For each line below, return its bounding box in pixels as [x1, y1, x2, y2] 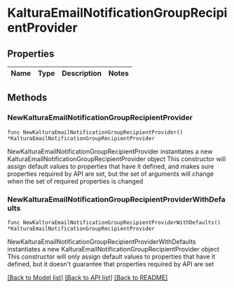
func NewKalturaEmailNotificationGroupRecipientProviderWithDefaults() [7, 219, 221, 226]
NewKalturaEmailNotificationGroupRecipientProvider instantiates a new [7, 147, 213, 156]
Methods [7, 92, 48, 104]
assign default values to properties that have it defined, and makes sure [7, 162, 214, 170]
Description [62, 69, 102, 78]
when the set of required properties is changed [7, 177, 144, 185]
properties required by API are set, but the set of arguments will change [7, 170, 214, 178]
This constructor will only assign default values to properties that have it [7, 252, 216, 261]
